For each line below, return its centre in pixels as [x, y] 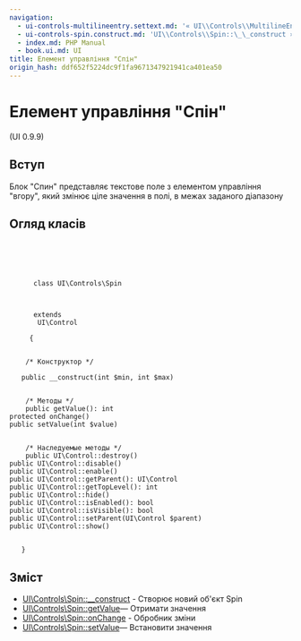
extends [47, 315]
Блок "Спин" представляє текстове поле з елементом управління [135, 186]
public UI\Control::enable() [64, 472]
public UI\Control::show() [60, 526]
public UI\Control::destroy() [82, 456]
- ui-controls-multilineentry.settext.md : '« [104, 26]
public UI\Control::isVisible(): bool [82, 511]
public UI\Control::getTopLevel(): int [84, 487]
